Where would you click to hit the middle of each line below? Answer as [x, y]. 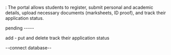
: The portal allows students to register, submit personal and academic [79, 7]
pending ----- [20, 28]
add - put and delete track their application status [57, 38]
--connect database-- [29, 48]
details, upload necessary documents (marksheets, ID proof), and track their [86, 13]
